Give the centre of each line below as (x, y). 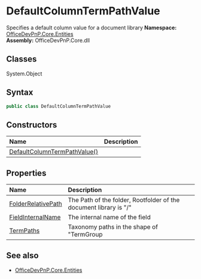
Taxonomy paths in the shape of (113, 227)
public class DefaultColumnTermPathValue (59, 106)
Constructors (32, 125)
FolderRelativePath (36, 204)
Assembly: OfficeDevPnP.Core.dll (48, 40)
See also (22, 256)
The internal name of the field (109, 217)
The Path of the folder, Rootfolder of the (124, 200)
